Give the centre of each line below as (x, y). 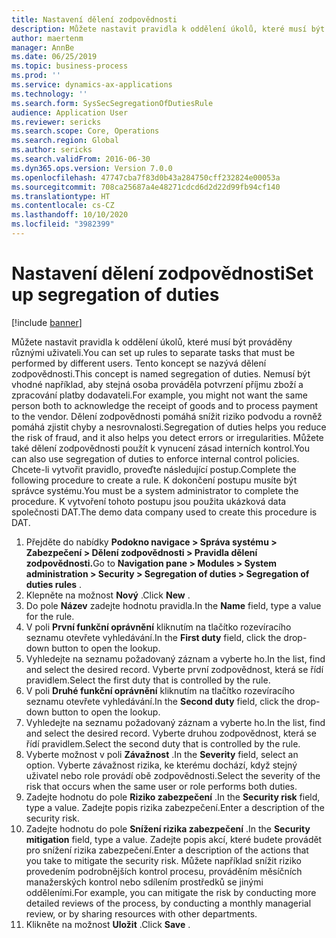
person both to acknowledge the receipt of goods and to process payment (165, 405)
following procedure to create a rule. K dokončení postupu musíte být (154, 480)
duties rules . (54, 584)
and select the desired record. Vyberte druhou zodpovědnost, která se (171, 733)
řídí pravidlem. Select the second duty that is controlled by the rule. (163, 743)
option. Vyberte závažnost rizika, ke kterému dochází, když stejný (161, 765)
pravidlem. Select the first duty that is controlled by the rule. (148, 680)
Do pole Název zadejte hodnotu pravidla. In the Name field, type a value (173, 605)
